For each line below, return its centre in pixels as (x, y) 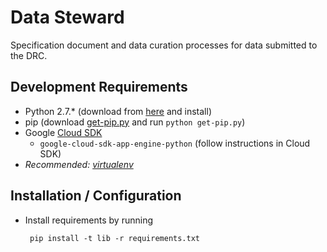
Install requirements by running (88, 220)
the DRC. (29, 55)
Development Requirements (99, 87)
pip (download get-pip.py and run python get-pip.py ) (135, 122)
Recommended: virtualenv (79, 164)
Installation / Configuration (96, 196)
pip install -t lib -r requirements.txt (115, 238)
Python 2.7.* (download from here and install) (118, 111)
